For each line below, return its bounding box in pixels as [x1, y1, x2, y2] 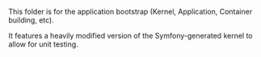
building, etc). [8, 15, 55, 25]
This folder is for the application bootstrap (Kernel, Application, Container [8, 7, 253, 16]
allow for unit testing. [8, 39, 78, 49]
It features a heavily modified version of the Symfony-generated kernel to [8, 31, 253, 40]
